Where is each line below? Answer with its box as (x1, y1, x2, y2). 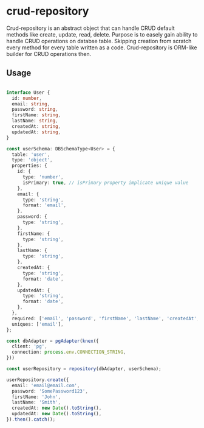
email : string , (12, 100, 50, 107)
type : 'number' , (22, 174, 64, 180)
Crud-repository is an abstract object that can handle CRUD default (6, 24, 175, 32)
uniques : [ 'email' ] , (12, 321, 64, 327)
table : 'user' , (12, 151, 50, 158)
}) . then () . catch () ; (6, 416, 56, 423)
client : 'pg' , (12, 343, 47, 349)
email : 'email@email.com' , (12, 382, 80, 388)
